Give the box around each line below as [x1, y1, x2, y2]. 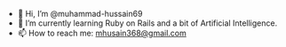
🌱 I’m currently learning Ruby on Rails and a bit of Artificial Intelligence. [17, 18, 278, 28]
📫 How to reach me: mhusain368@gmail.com [17, 27, 187, 38]
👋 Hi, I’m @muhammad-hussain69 [17, 9, 143, 19]
